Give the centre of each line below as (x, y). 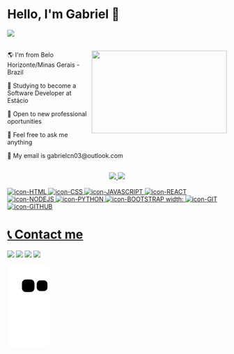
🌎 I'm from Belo (31, 55)
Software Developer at (39, 93)
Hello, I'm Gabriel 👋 (63, 14)
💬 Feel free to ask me (38, 135)
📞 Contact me (45, 234)
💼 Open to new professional (47, 114)
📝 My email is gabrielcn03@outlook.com (65, 156)
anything (20, 143)
